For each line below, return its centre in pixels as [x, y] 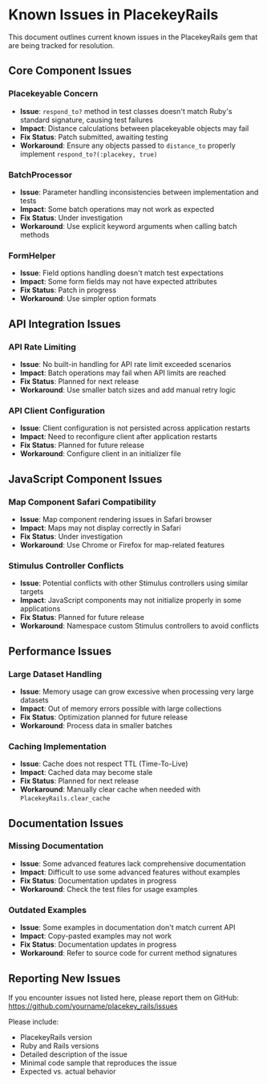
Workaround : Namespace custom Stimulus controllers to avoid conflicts [139, 626]
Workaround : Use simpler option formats [88, 299]
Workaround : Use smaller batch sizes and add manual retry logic [128, 389]
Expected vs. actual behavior [68, 1071]
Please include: [34, 1021]
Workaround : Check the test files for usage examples [109, 889]
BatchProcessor [40, 174]
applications [40, 609]
